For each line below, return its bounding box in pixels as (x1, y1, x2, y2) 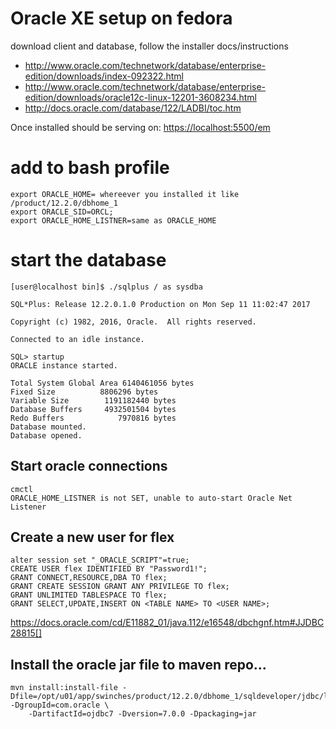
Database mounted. (10, 422, 87, 432)
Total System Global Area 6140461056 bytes (10, 378, 195, 388)
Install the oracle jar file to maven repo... (10, 656, 267, 673)
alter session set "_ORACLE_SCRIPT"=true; (10, 555, 190, 566)
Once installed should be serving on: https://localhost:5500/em (10, 121, 271, 133)
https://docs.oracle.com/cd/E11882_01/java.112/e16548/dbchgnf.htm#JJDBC (10, 617, 325, 629)
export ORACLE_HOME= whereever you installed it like (10, 189, 240, 199)
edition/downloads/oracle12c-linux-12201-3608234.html (24, 91, 257, 103)
